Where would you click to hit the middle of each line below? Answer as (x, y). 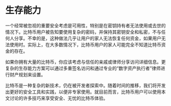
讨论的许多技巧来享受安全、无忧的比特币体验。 (59, 98)
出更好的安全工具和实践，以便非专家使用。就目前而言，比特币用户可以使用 (83, 92)
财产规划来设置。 (27, 74)
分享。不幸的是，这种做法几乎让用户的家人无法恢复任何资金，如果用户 (88, 38)
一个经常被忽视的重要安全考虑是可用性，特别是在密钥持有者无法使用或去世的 (85, 25)
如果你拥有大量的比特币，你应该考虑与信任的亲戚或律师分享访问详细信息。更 (85, 62)
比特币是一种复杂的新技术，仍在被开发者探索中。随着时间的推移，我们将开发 (85, 85)
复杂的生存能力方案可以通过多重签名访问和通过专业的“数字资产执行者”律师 (83, 68)
